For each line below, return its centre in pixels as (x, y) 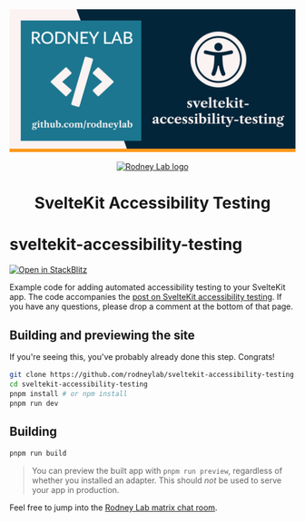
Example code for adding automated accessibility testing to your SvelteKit (148, 287)
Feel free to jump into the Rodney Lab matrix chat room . (113, 507)
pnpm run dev (34, 403)
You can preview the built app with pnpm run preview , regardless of (157, 471)
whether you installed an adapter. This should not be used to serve (157, 480)
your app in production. (75, 490)
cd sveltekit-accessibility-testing (79, 384)
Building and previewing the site (102, 335)
